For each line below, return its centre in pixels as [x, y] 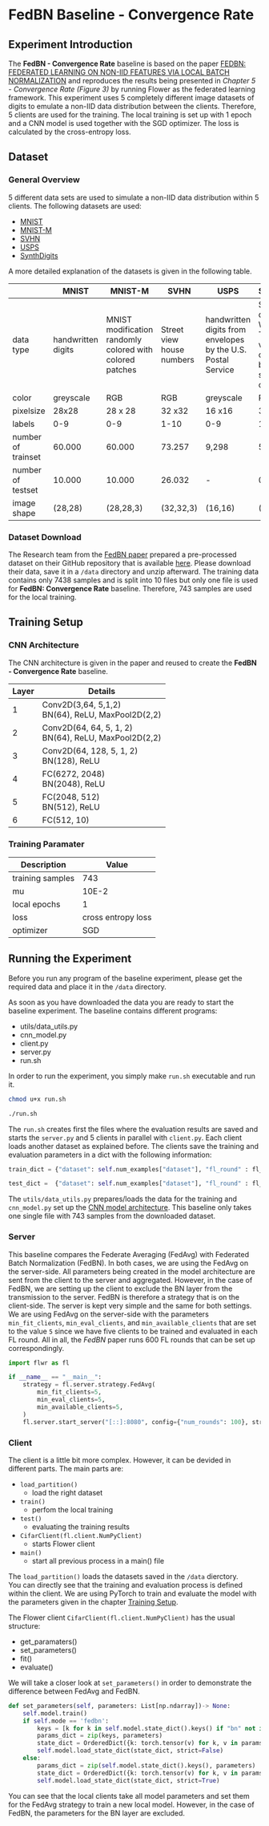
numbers [177, 359]
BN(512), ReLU [71, 806]
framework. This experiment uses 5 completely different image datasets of [131, 97]
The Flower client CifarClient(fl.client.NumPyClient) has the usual [122, 1617]
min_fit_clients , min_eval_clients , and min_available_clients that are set [132, 1322]
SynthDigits [39, 255]
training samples [43, 878]
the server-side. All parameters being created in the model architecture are [132, 1271]
